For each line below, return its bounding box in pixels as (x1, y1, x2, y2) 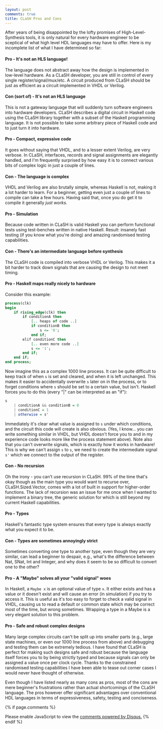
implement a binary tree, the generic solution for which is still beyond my (5, 494, 150, 500)
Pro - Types (5, 511, 29, 517)
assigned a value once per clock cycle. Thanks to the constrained (5, 660, 137, 665)
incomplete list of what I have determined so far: (5, 45, 102, 51)
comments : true (5, 12, 36, 17)
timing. (5, 269, 19, 275)
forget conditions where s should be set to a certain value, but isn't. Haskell (5, 384, 156, 390)
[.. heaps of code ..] (31, 319, 77, 324)
